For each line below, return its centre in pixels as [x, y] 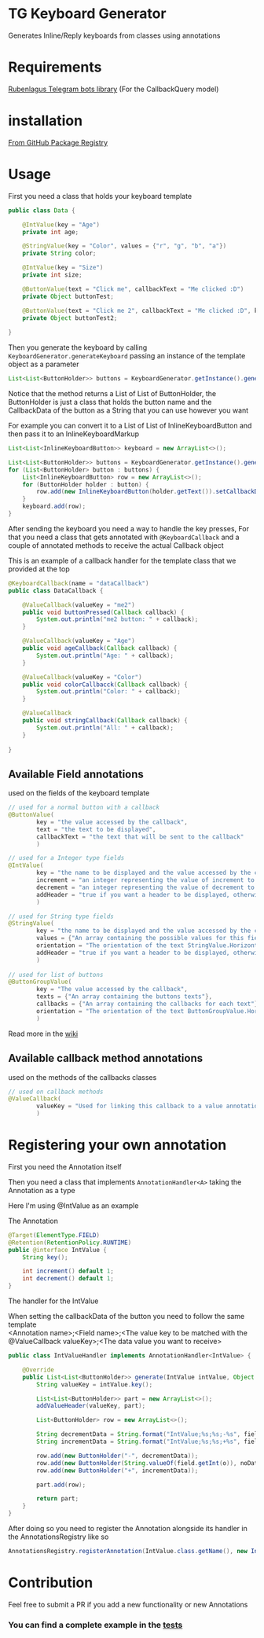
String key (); [45, 1257]
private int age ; [51, 232]
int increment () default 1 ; [68, 1271]
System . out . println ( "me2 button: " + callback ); [117, 619]
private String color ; [59, 253]
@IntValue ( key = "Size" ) [63, 268]
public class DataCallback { [56, 590]
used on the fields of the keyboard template [79, 793]
